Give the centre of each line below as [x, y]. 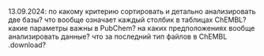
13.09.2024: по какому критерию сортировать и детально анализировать [132, 11]
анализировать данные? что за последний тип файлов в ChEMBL [118, 36]
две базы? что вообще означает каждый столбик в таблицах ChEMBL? [127, 20]
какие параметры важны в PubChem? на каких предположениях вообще [132, 28]
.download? [27, 45]
